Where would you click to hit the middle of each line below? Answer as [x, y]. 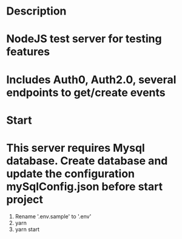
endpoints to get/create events [86, 93]
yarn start [27, 229]
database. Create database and [87, 160]
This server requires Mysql [76, 148]
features [28, 52]
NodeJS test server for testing [84, 39]
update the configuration [71, 173]
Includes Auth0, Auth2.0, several [91, 79]
